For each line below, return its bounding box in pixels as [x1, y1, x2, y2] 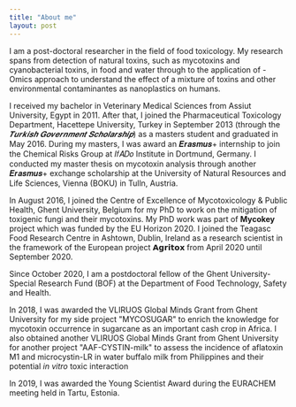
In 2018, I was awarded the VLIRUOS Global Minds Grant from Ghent [9, 304, 258, 315]
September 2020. [9, 251, 73, 262]
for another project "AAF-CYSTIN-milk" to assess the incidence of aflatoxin [9, 342, 284, 352]
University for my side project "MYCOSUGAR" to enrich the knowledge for [9, 313, 280, 324]
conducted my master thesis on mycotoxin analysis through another [9, 158, 256, 169]
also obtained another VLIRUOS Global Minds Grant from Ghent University [9, 333, 279, 343]
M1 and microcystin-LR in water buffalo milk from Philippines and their [9, 351, 264, 362]
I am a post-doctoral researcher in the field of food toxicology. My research [9, 45, 284, 56]
